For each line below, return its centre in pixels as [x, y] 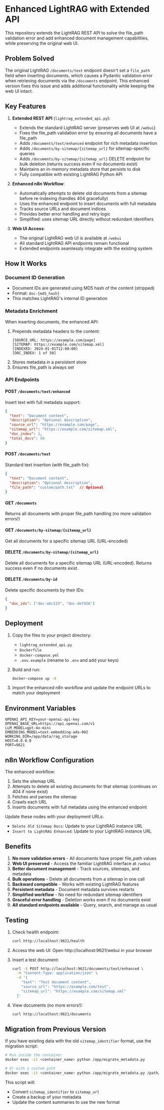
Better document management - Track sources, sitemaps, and [76, 869]
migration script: [21, 1046]
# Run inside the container [34, 1055]
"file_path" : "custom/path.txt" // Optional [57, 487]
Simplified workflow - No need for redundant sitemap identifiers [77, 894]
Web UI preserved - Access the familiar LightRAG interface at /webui [82, 863]
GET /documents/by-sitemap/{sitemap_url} [48, 530]
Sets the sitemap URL [34, 781]
